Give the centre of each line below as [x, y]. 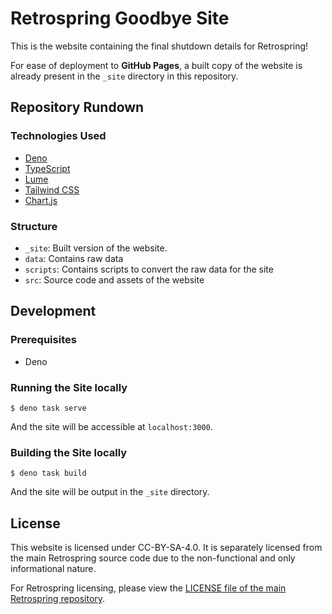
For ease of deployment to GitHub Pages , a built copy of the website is [156, 65]
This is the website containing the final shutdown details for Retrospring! [159, 46]
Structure [34, 226]
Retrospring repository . [58, 599]
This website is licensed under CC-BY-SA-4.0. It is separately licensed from [166, 548]
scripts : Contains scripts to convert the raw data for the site [149, 269]
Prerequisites [43, 340]
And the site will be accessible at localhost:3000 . [111, 426]
